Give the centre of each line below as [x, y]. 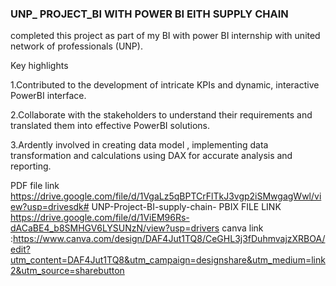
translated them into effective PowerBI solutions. [110, 126]
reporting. [31, 166]
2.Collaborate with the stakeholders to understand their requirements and [161, 115]
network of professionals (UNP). [76, 46]
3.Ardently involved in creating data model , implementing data [139, 145]
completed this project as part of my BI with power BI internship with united [165, 36]
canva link [242, 228]
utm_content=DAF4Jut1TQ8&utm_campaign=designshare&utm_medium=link [168, 260]
